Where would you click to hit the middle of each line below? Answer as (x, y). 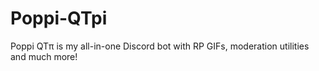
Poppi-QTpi (59, 18)
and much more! (44, 56)
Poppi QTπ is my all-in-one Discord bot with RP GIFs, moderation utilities (160, 46)
